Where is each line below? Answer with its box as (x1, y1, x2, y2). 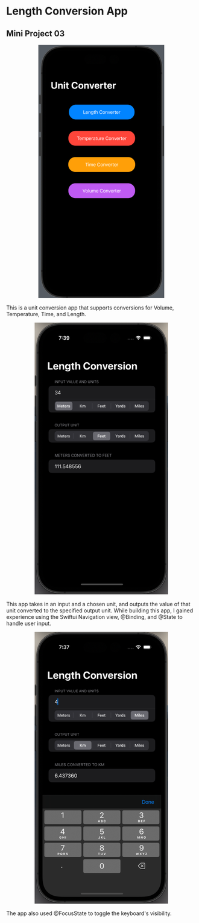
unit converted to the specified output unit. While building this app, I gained (6, 607, 194, 614)
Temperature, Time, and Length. (6, 311, 86, 317)
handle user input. (6, 620, 51, 627)
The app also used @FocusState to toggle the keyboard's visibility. (6, 910, 172, 917)
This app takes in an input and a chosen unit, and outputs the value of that (6, 601, 191, 607)
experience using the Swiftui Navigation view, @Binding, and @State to (6, 614, 183, 620)
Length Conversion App (6, 4, 128, 18)
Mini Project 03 (6, 28, 65, 39)
